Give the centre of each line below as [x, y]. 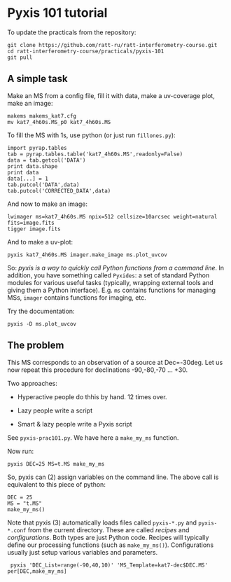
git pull [20, 57]
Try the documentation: [41, 311]
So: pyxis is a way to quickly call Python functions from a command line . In [116, 268]
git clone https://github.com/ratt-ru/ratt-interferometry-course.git [112, 45]
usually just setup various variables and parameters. [83, 552]
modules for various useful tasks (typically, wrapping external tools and [110, 282]
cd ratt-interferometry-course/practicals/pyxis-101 [86, 51]
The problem [36, 346]
